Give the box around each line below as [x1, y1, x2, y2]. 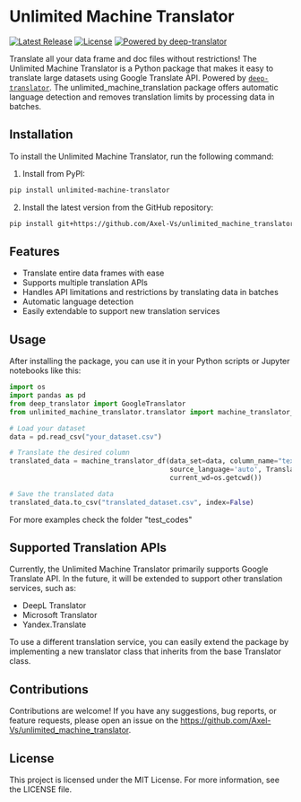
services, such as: [9, 583, 76, 594]
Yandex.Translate [21, 619, 87, 630]
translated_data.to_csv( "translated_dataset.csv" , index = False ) [9, 498, 254, 507]
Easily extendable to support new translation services [21, 306, 220, 317]
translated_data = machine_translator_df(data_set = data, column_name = [9, 457, 279, 466]
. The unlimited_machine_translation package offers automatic [48, 82, 279, 92]
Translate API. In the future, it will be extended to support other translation [9, 573, 283, 584]
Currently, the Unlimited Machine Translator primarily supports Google [9, 563, 269, 575]
